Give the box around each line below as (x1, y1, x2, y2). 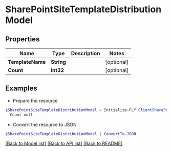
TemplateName (8, 59, 46, 65)
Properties (5, 35, 40, 43)
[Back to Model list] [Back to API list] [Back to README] (5, 140, 123, 146)
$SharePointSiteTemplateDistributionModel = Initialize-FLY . (5, 107, 139, 113)
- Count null (7, 112, 33, 117)
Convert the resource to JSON (12, 121, 77, 128)
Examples (5, 84, 37, 93)
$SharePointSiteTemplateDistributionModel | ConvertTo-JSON (5, 131, 137, 136)
